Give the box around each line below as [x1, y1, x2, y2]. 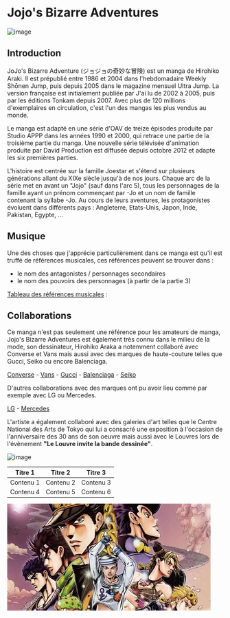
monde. [7, 111, 29, 119]
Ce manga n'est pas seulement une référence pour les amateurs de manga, [7, 328, 221, 336]
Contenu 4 [10, 488, 40, 496]
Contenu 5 [45, 488, 76, 496]
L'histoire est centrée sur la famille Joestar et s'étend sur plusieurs [7, 166, 196, 175]
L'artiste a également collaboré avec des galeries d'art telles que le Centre [7, 418, 218, 426]
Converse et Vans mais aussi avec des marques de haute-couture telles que [7, 350, 222, 358]
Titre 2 [50, 468, 71, 476]
